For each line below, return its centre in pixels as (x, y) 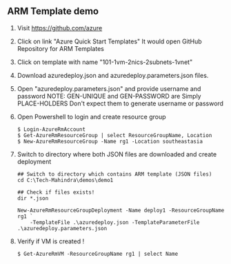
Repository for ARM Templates (61, 48)
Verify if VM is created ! (51, 241)
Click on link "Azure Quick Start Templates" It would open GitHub (109, 41)
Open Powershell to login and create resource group (92, 116)
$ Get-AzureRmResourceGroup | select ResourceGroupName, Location (114, 135)
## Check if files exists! (56, 192)
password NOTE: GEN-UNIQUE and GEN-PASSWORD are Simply (109, 96)
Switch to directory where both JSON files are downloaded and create (117, 154)
